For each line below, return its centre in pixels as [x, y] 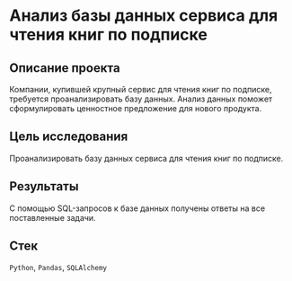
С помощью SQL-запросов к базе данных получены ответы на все [137, 208]
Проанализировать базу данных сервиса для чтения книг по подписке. [146, 158]
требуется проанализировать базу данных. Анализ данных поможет [141, 99]
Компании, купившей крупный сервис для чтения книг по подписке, [141, 89]
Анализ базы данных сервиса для [144, 16]
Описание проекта [65, 68]
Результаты [44, 186]
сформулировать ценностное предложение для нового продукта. [136, 108]
